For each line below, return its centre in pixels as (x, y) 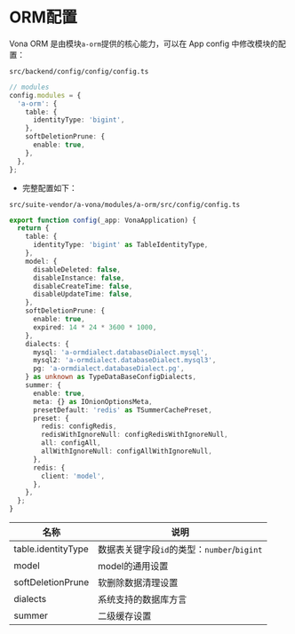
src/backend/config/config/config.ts (79, 71)
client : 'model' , (73, 476)
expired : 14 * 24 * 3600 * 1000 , (95, 327)
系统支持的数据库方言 (142, 599)
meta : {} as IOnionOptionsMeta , (92, 401)
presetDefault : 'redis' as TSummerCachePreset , (123, 410)
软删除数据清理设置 (138, 583)
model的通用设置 (133, 567)
